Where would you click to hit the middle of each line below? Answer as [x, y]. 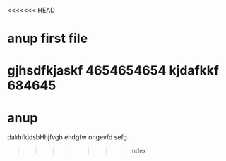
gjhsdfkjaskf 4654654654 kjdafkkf [113, 71]
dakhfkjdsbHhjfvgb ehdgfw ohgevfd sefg [67, 137]
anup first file [48, 39]
